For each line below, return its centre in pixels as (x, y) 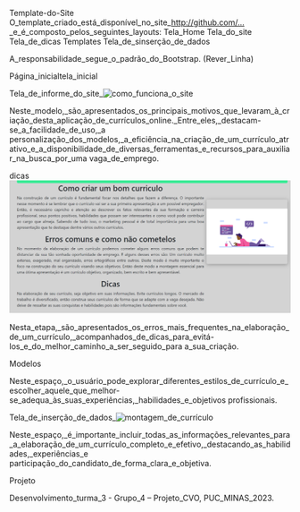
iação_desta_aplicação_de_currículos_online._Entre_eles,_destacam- (135, 120)
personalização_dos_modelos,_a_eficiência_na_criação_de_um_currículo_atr (149, 139)
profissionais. (252, 400)
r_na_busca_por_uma (48, 158)
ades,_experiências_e (49, 453)
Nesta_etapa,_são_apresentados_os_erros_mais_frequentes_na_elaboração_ (150, 327)
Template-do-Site (42, 13)
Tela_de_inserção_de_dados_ (62, 417)
